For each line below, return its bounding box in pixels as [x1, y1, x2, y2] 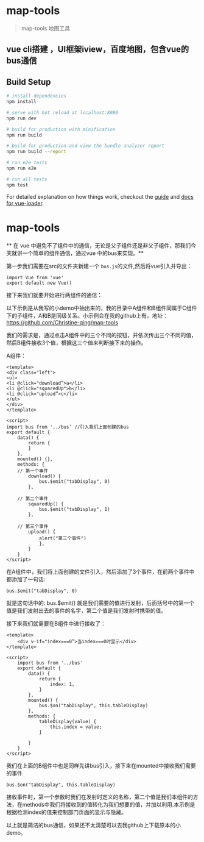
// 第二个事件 [17, 495, 49, 502]
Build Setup [6, 77, 51, 87]
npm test [6, 182, 29, 188]
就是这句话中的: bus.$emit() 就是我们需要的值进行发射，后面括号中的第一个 [6, 599, 195, 607]
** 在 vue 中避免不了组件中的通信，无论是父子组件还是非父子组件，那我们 [6, 241, 191, 249]
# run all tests [6, 176, 47, 182]
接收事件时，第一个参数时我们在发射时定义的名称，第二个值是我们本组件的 [6, 793, 193, 801]
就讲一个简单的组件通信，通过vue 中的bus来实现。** [11, 249, 144, 257]
